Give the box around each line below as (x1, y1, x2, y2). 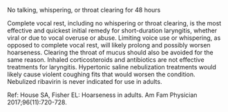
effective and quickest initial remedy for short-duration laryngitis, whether (7, 27, 218, 34)
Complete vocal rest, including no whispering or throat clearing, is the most (7, 19, 222, 27)
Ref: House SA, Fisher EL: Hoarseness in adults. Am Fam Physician (7, 91, 198, 99)
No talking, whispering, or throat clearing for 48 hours (7, 6, 161, 14)
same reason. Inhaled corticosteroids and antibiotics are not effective (7, 56, 205, 64)
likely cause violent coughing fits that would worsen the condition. (7, 70, 196, 78)
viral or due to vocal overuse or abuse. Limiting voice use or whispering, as (7, 34, 221, 42)
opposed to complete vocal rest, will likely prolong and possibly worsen (7, 41, 211, 49)
